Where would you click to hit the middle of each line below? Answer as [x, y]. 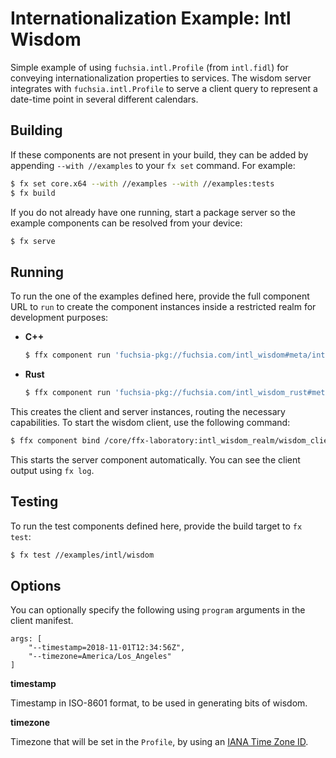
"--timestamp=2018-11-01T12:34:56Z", [107, 648]
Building [36, 130]
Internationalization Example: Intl [151, 18]
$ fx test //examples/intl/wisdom [82, 555]
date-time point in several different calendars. [104, 99]
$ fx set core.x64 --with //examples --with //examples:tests [142, 183]
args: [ [26, 639]
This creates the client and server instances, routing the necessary [148, 411]
